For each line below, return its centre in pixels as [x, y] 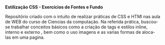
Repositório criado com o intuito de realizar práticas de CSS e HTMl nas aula [83, 16]
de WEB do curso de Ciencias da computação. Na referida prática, [73, 22]
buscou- [150, 22]
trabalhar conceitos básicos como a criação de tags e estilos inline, [79, 27]
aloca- [148, 32]
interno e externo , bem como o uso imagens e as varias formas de [73, 32]
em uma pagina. [28, 37]
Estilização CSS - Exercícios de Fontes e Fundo [54, 7]
